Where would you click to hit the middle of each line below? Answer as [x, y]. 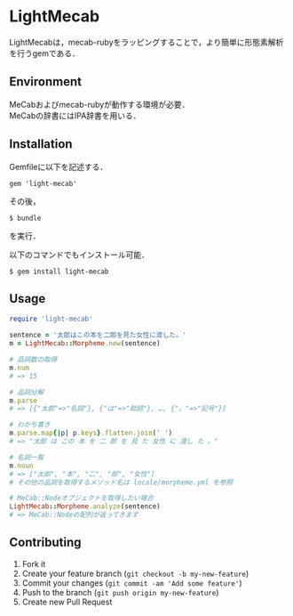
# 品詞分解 [27, 392]
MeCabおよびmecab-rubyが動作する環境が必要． [99, 104]
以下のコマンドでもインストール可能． [79, 255]
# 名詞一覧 [27, 457]
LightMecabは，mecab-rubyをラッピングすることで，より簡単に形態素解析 [146, 42]
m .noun [21, 466]
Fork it [34, 563]
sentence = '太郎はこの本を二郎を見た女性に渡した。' [98, 336]
